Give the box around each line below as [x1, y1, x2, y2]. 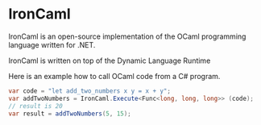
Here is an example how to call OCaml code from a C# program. [8, 71, 221, 81]
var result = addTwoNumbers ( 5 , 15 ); [8, 110, 131, 118]
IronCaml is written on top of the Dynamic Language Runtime [8, 56, 211, 65]
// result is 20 [8, 102, 63, 110]
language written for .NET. [8, 40, 96, 49]
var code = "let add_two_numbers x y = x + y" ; [8, 86, 172, 95]
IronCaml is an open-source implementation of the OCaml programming [8, 31, 246, 41]
